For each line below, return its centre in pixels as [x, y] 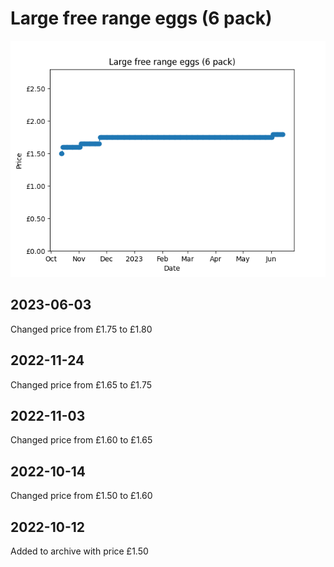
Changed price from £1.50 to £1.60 [81, 496]
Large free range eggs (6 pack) [141, 18]
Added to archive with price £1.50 [79, 551]
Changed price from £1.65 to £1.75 [81, 384]
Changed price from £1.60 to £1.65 [81, 440]
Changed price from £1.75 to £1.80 [81, 329]
